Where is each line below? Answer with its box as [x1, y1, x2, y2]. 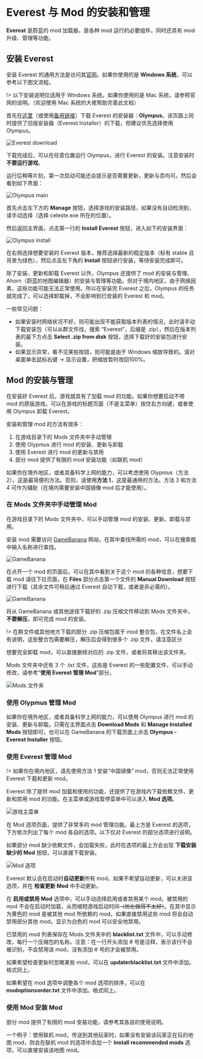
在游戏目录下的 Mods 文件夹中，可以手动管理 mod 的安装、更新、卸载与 [6, 515, 185, 522]
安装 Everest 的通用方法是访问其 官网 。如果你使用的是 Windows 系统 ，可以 [6, 71, 193, 78]
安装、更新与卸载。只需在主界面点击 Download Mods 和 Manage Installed [6, 721, 192, 728]
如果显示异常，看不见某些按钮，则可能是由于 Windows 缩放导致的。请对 [14, 348, 195, 355]
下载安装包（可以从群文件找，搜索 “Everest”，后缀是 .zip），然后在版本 [14, 325, 192, 333]
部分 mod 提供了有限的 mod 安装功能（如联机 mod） [14, 456, 146, 463]
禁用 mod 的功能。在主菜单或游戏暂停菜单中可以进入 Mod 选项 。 [16, 795, 178, 802]
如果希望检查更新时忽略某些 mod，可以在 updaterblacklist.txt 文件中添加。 [6, 959, 195, 966]
